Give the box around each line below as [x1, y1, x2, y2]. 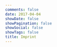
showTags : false [5, 30, 39, 35]
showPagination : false [5, 21, 52, 26]
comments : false [5, 7, 39, 12]
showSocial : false [5, 25, 43, 30]
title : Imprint [5, 35, 37, 40]
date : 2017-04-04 [5, 12, 41, 17]
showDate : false [5, 16, 39, 21]
